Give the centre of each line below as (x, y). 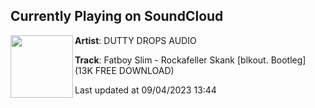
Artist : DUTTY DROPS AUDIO (135, 40)
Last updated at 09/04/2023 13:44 (145, 90)
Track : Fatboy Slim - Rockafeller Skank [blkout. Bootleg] (190, 60)
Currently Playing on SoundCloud (117, 16)
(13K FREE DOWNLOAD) (124, 70)
